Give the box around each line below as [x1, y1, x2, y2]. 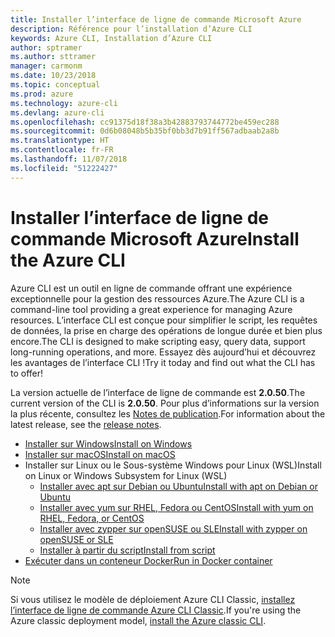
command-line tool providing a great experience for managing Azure [10, 303, 293, 315]
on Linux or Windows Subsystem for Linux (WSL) [24, 469, 228, 481]
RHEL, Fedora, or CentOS [39, 512, 145, 524]
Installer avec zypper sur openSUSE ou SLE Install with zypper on [39, 522, 308, 535]
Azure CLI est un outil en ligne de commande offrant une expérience [10, 282, 293, 294]
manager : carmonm [10, 61, 83, 71]
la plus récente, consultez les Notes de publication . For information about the [10, 407, 326, 420]
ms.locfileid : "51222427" [10, 163, 118, 173]
